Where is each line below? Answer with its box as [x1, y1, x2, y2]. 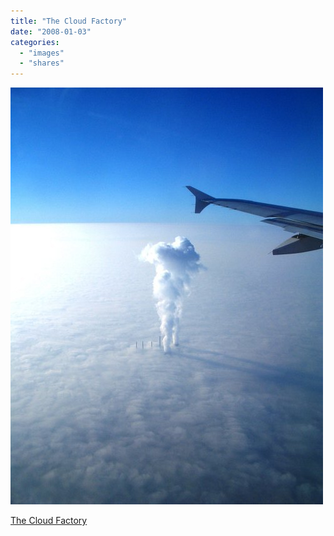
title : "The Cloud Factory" [10, 16, 128, 26]
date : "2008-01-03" [10, 26, 92, 37]
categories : [10, 37, 60, 47]
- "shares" [19, 58, 65, 69]
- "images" [19, 48, 65, 58]
